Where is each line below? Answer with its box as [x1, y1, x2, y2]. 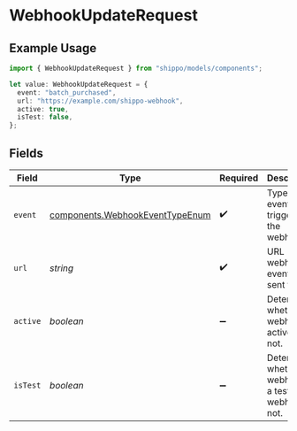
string [49, 262, 74, 274]
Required [219, 172, 259, 184]
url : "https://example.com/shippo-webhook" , [17, 96, 184, 105]
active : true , [17, 104, 69, 113]
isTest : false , [17, 112, 73, 122]
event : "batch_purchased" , [17, 88, 117, 97]
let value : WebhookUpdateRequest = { [9, 80, 148, 89]
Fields [9, 145, 44, 160]
